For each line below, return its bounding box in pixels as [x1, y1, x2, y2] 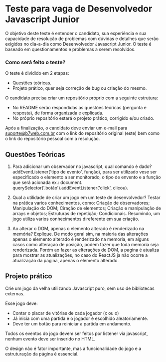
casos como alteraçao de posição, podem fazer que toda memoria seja [12, 242, 159, 248]
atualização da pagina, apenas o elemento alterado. [12, 258, 119, 264]
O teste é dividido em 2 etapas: [5, 70, 69, 76]
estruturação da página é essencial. [5, 350, 79, 356]
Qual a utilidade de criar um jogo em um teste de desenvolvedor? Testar [12, 195, 161, 201]
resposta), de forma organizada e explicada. [12, 110, 104, 116]
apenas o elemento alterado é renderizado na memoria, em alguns [12, 236, 149, 242]
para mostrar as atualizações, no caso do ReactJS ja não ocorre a [12, 252, 148, 258]
